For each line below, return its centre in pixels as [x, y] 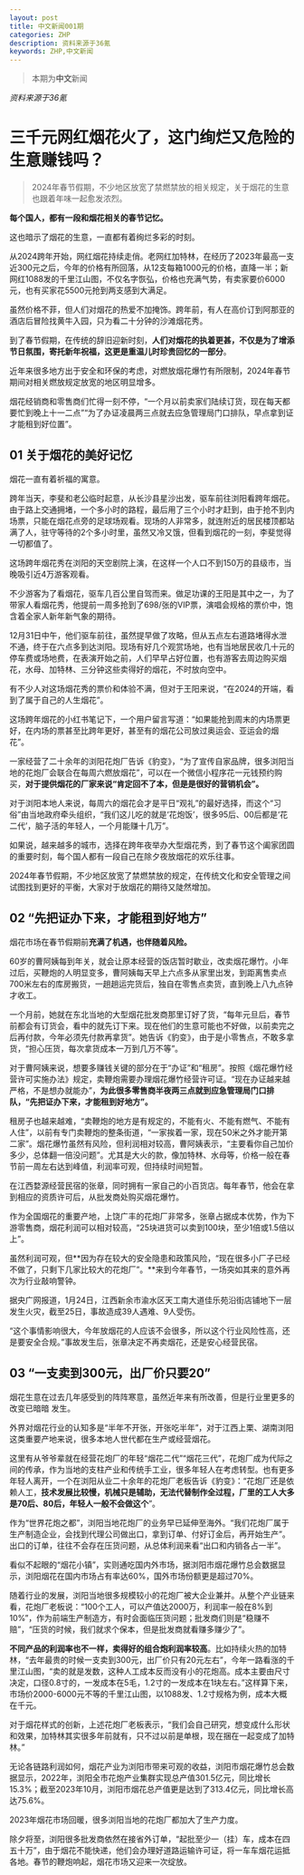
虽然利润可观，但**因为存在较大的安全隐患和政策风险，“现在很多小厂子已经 [150, 1258]
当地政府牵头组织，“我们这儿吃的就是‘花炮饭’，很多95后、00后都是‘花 [158, 814]
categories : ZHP [40, 34]
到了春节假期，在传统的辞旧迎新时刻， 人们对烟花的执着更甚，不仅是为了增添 [152, 340]
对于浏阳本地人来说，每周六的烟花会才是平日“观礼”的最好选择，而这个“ [142, 802]
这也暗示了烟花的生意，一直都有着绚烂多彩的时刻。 [104, 238]
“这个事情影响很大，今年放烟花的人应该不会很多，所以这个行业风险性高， [146, 1330]
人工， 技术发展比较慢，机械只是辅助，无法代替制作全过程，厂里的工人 [147, 1491]
